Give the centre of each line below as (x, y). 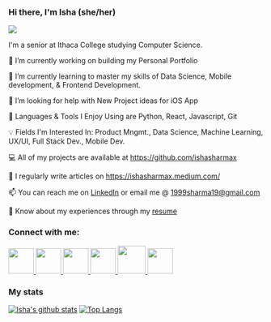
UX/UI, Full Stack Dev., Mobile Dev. (67, 141)
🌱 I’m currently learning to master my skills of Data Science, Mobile (120, 76)
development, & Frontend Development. (75, 85)
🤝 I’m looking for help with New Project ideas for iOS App (103, 101)
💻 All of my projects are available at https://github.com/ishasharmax (123, 157)
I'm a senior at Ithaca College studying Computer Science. (106, 45)
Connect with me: (44, 232)
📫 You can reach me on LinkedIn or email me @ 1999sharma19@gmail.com (134, 192)
